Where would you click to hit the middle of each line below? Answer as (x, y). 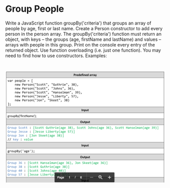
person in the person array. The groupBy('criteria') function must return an (83, 34)
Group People (35, 9)
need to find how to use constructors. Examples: (56, 55)
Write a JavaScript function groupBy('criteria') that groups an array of (78, 23)
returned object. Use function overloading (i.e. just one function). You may (83, 50)
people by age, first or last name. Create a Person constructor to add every (84, 28)
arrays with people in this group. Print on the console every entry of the (80, 44)
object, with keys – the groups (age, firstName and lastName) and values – (83, 39)
